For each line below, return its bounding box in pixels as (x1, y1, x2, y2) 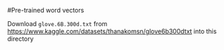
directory (7, 35, 34, 43)
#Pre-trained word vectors (7, 6, 85, 14)
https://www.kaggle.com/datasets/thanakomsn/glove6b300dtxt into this (7, 27, 217, 35)
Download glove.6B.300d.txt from (7, 20, 108, 27)
